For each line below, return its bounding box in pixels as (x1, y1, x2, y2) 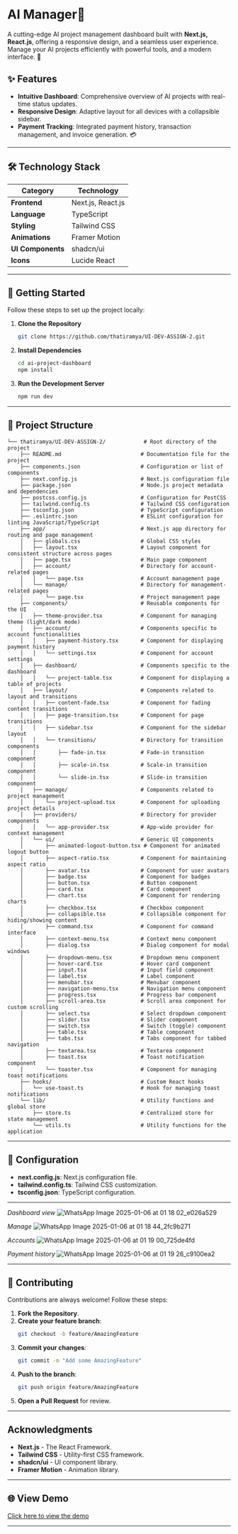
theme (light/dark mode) (7, 618, 81, 626)
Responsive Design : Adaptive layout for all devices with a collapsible (17, 107, 220, 116)
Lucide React (71, 255, 115, 265)
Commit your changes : (17, 1344, 86, 1352)
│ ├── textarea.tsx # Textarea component (20, 1047, 204, 1054)
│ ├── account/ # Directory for (20, 562, 189, 570)
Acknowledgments (7, 1424, 93, 1436)
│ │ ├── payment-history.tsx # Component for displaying (20, 637, 223, 644)
